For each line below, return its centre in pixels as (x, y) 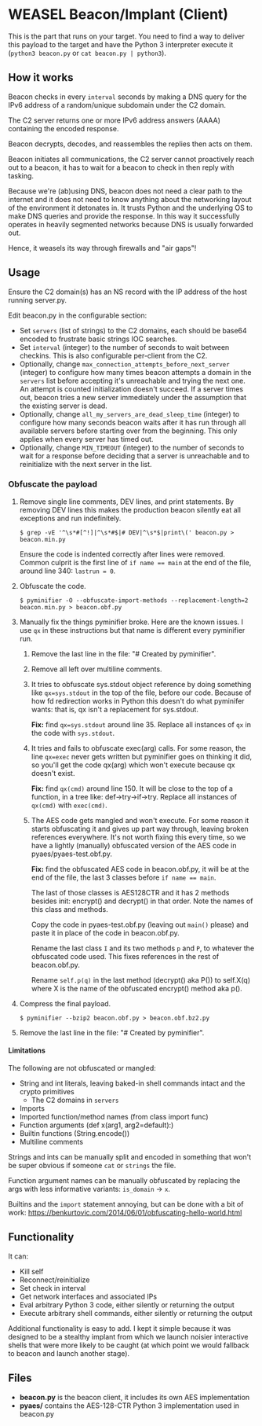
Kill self (31, 1271)
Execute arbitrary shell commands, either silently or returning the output (136, 1313)
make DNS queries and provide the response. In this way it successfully (124, 216)
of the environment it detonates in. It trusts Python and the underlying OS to (131, 208)
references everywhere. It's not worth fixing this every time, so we (138, 837)
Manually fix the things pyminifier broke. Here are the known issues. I (131, 622)
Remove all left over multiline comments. (96, 669)
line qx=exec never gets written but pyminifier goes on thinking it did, (142, 756)
